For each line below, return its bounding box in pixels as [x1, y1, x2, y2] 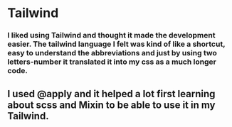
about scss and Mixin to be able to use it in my [7, 99, 216, 111]
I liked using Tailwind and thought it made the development [7, 31, 216, 40]
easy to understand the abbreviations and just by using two [7, 48, 217, 58]
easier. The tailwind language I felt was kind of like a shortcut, [7, 39, 226, 49]
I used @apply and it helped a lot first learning [7, 87, 216, 100]
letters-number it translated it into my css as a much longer [7, 57, 217, 67]
